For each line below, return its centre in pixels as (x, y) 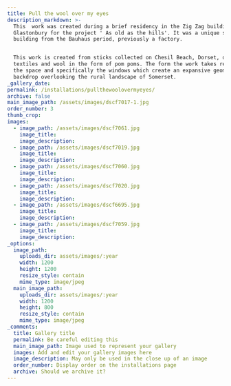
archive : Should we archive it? (60, 372)
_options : (21, 243)
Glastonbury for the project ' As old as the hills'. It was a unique (117, 33)
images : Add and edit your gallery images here (83, 352)
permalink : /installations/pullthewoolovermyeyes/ (81, 90)
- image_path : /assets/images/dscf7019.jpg (76, 148)
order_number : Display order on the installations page (95, 365)
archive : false (29, 96)
